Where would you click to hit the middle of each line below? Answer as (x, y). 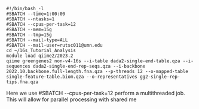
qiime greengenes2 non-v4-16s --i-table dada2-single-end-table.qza (93, 61)
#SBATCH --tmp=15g (29, 35)
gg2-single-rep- (160, 77)
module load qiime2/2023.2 (40, 56)
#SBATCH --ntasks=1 (30, 19)
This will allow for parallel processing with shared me (71, 99)
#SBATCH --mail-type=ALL (37, 40)
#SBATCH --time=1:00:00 (36, 14)
